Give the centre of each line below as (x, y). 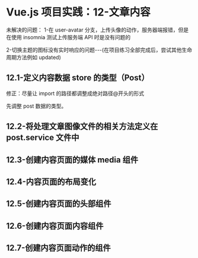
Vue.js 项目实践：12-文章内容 (79, 12)
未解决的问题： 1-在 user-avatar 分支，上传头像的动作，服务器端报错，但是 (98, 30)
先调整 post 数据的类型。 (36, 106)
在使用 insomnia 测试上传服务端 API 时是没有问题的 (68, 37)
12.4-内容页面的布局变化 (51, 182)
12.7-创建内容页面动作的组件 (58, 248)
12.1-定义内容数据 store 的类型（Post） (78, 78)
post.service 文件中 (43, 138)
